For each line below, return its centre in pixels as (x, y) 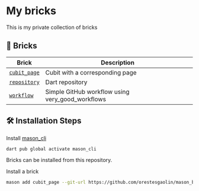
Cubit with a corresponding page (91, 72)
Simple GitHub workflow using (87, 92)
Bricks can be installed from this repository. (59, 160)
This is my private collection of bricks (52, 27)
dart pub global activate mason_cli (51, 149)
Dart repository (66, 82)
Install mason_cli (26, 138)
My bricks (31, 11)
